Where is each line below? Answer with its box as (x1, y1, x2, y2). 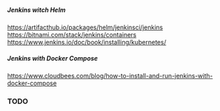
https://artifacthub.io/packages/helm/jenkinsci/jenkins (7, 23, 163, 31)
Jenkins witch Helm (7, 6, 66, 14)
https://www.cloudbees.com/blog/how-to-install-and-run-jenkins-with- (7, 71, 213, 80)
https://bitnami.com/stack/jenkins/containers (7, 30, 137, 38)
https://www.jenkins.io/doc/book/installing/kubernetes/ (7, 38, 166, 46)
